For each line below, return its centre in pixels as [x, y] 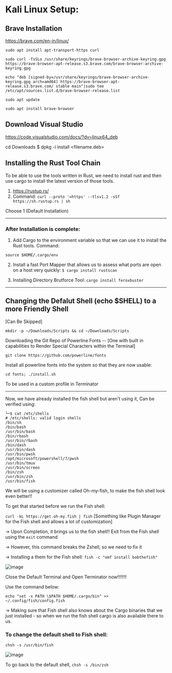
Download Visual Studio [44, 125]
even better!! [19, 496]
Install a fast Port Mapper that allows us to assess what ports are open [87, 264]
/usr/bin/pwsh [20, 454]
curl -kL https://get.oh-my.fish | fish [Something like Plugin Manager [83, 516]
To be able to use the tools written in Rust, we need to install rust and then [83, 175]
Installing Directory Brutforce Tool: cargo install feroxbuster [78, 280]
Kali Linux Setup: [42, 10]
